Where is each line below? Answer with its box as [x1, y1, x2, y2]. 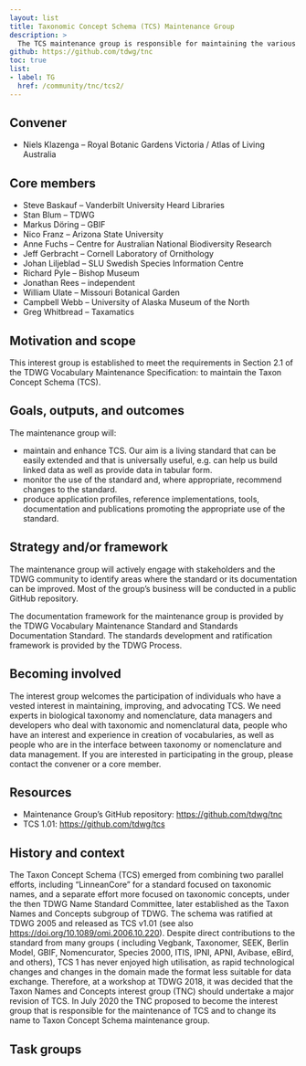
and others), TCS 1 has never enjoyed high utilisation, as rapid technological [9, 956, 295, 968]
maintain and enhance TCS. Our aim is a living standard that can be [22, 445, 277, 456]
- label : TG [9, 73, 55, 82]
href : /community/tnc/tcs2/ [17, 81, 125, 90]
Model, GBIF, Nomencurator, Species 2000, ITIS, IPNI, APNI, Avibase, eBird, [9, 947, 294, 958]
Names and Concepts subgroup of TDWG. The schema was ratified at [9, 908, 273, 919]
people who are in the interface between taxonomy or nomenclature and [9, 739, 282, 750]
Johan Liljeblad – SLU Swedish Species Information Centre [22, 258, 244, 269]
